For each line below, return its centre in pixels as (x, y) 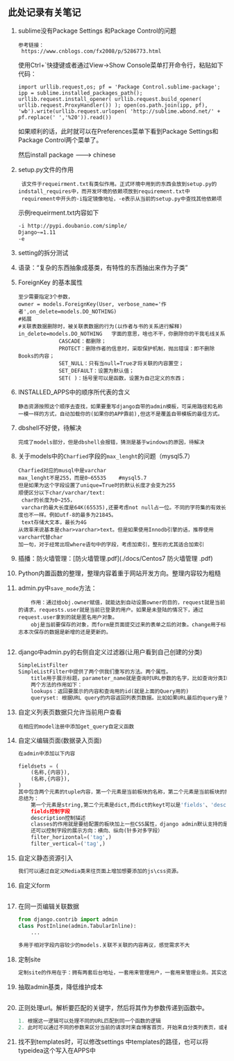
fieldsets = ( (38, 766)
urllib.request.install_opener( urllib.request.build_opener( (110, 99)
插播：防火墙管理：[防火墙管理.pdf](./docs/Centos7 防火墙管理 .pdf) (116, 559)
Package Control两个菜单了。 (60, 140)
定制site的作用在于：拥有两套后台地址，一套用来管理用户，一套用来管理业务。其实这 (123, 973)
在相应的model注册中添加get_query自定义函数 (76, 727)
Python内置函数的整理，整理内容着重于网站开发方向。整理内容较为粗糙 (119, 573)
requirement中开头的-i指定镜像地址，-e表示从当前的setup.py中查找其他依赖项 (122, 199)
